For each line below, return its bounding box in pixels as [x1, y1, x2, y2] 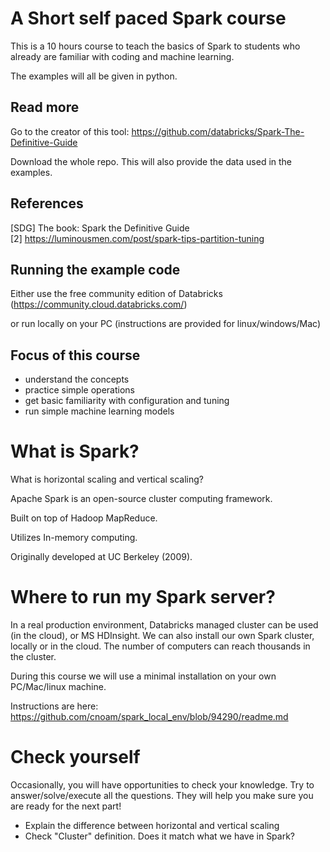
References [10, 195, 84, 212]
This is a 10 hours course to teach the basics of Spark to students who [10, 40, 301, 52]
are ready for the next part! [10, 800, 122, 812]
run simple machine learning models [24, 405, 175, 417]
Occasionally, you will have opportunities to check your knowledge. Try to [10, 779, 315, 791]
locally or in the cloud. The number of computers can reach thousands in [10, 640, 311, 652]
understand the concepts [24, 373, 130, 386]
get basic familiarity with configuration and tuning [24, 395, 230, 407]
